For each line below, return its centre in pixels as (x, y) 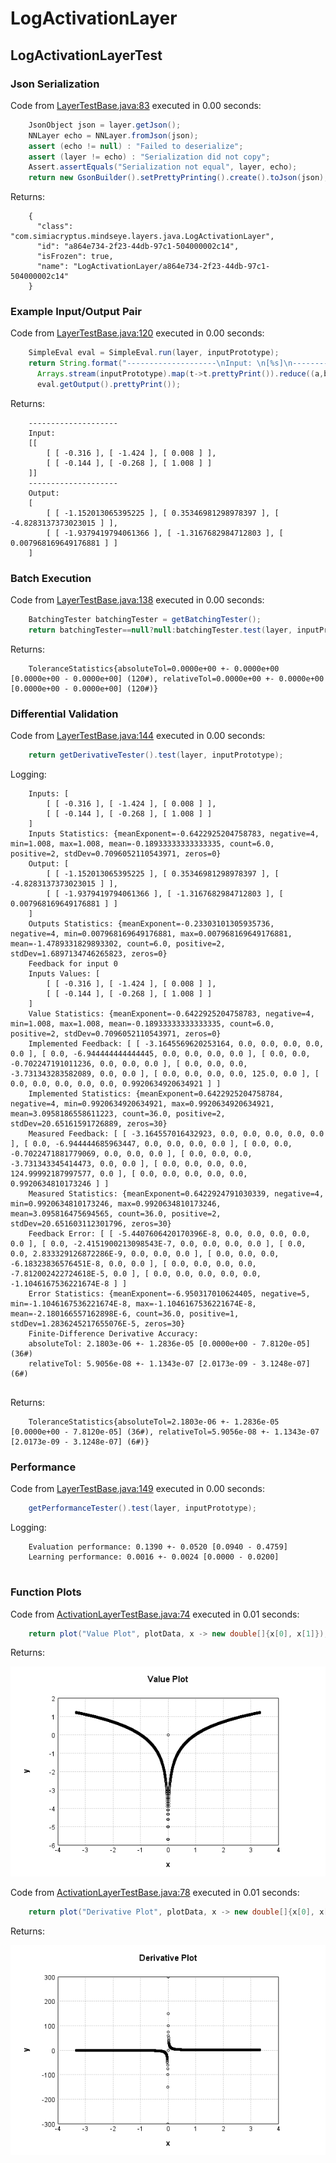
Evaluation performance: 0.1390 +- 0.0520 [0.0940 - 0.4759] (158, 1547)
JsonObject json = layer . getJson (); (105, 125)
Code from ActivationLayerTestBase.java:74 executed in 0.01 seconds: (155, 1614)
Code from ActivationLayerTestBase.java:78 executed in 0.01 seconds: (155, 1893)
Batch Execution (51, 578)
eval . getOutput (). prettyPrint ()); (109, 385)
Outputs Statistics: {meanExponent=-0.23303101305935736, (151, 924)
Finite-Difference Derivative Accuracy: (113, 1334)
